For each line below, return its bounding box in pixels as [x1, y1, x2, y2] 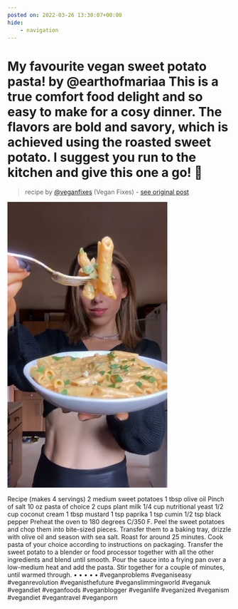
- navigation [20, 26, 59, 34]
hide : [7, 19, 23, 26]
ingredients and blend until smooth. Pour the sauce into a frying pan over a [7, 556, 227, 564]
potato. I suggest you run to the [7, 149, 197, 165]
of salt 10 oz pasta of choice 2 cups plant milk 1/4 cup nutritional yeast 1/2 [7, 503, 224, 511]
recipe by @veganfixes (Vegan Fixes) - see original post [24, 188, 190, 196]
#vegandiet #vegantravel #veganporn [7, 593, 118, 602]
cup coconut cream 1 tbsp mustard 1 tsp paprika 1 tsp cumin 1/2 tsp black [7, 510, 222, 518]
